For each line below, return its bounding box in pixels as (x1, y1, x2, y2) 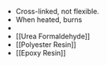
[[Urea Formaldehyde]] (15, 31, 90, 41)
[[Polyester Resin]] (15, 40, 76, 49)
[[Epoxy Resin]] (15, 49, 66, 57)
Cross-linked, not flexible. (15, 7, 100, 16)
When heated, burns (15, 15, 83, 24)
